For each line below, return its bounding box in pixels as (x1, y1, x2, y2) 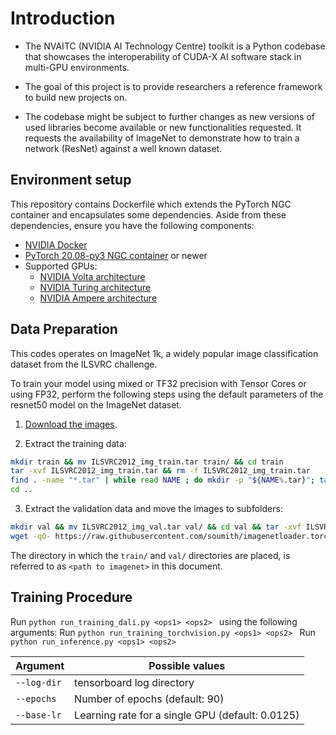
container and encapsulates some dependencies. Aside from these (10, 208, 287, 221)
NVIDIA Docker (24, 238, 88, 251)
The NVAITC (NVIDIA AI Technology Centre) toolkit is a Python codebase (24, 40, 326, 52)
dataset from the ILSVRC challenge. (10, 358, 158, 370)
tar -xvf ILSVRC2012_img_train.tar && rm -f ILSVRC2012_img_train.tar (10, 466, 311, 476)
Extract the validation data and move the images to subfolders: (24, 503, 283, 515)
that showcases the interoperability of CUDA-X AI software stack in (24, 50, 302, 62)
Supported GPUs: (24, 260, 98, 272)
